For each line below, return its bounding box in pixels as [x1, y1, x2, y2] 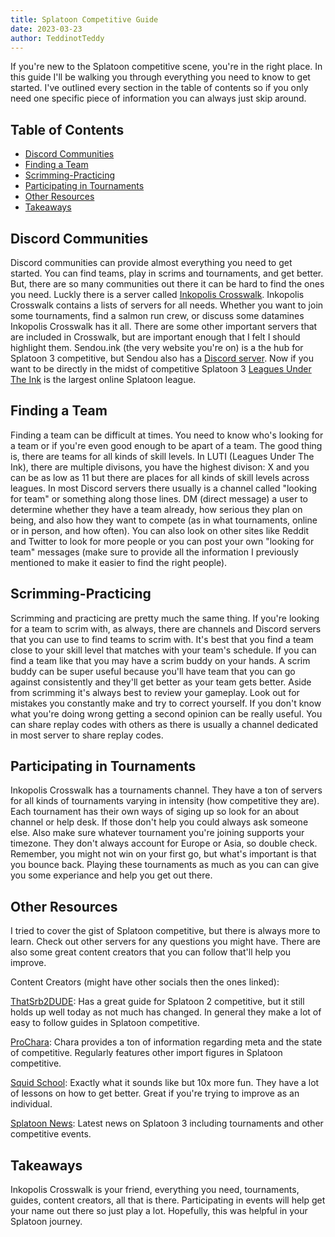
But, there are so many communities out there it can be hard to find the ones [10, 278, 325, 290]
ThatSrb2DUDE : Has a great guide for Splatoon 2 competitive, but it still [10, 996, 305, 1008]
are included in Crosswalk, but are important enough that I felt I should [10, 331, 301, 343]
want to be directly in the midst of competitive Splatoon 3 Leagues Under [10, 363, 312, 375]
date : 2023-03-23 [10, 24, 83, 34]
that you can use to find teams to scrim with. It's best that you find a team [10, 633, 314, 645]
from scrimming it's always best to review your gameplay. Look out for [10, 686, 300, 698]
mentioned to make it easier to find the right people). [10, 556, 228, 568]
